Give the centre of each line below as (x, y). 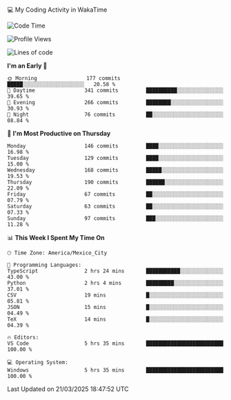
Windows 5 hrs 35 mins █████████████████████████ (115, 370)
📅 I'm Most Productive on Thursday (59, 133)
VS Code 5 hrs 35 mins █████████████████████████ (115, 343)
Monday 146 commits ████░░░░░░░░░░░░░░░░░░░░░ (115, 146)
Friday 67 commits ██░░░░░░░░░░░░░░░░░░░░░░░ (115, 194)
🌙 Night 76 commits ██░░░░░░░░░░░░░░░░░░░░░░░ (115, 114)
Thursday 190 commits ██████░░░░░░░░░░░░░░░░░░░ (115, 182)
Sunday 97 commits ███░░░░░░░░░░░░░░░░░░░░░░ (115, 219)
